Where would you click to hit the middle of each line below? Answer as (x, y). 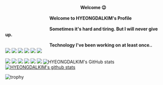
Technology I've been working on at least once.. (101, 45)
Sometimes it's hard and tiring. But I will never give (104, 29)
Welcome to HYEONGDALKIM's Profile (91, 18)
